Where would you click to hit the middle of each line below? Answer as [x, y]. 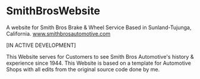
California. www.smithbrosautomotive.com [58, 33]
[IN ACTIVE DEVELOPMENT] [41, 45]
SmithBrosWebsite [53, 11]
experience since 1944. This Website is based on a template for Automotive [99, 63]
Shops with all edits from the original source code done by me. [83, 69]
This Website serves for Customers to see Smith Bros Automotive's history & [100, 56]
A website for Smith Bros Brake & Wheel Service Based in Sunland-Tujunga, [99, 27]
